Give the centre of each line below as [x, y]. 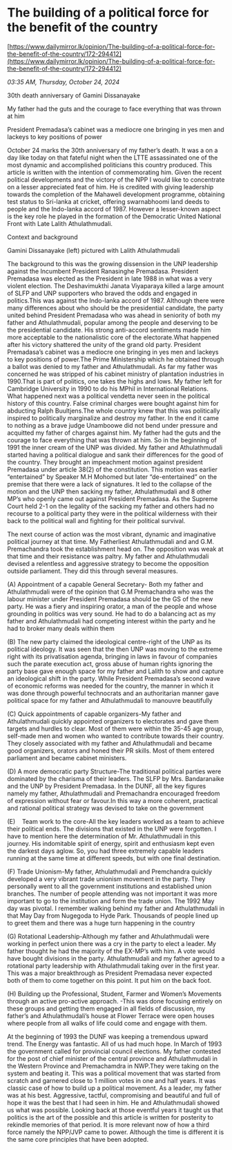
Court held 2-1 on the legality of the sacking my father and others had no [111, 506]
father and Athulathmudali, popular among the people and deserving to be [113, 322]
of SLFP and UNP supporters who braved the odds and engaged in [103, 293]
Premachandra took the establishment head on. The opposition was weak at [115, 549]
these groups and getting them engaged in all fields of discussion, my [106, 1008]
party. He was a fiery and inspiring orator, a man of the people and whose [112, 606]
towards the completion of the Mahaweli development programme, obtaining [116, 194]
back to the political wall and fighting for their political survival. [96, 520]
